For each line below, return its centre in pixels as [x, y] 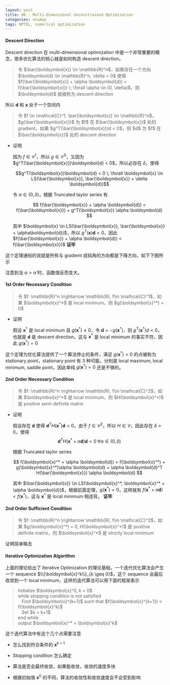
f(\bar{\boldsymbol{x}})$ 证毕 [44, 244]
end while [28, 618]
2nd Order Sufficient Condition [39, 508]
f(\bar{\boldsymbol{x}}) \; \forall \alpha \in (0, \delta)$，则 [79, 88]
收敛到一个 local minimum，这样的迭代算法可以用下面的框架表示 [73, 581]
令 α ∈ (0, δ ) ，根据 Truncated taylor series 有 [60, 195]
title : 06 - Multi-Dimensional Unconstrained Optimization [69, 15]
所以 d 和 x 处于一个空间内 [33, 105]
